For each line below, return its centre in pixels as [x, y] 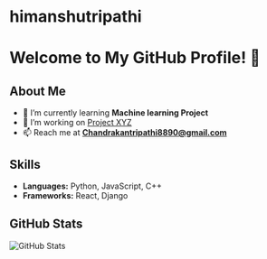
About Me [38, 91]
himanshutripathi [76, 17]
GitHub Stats [46, 224]
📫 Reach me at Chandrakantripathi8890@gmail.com [125, 133]
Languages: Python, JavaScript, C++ [92, 186]
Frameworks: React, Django [75, 195]
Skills [25, 164]
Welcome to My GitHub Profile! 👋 [135, 58]
